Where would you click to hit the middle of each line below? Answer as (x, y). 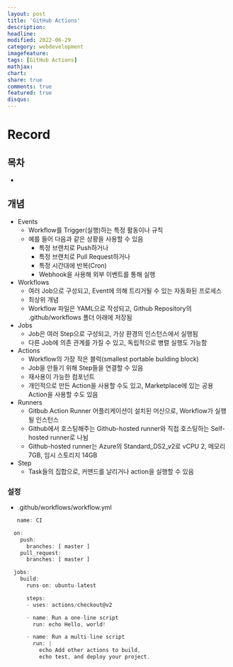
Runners (30, 402)
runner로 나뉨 (69, 437)
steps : (36, 598)
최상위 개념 (43, 299)
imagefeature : (28, 54)
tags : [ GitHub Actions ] (42, 60)
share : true (25, 80)
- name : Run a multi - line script (75, 637)
